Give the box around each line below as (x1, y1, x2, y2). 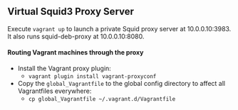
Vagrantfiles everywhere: (17, 87, 92, 95)
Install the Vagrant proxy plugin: (17, 64, 112, 73)
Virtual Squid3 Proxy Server (7, 6, 134, 18)
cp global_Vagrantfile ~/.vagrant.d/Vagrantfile (28, 96, 176, 103)
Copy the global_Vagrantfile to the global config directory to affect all (17, 79, 226, 88)
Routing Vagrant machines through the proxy (7, 48, 144, 57)
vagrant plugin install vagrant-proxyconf (28, 73, 157, 80)
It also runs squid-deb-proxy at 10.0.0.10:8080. (7, 32, 145, 40)
